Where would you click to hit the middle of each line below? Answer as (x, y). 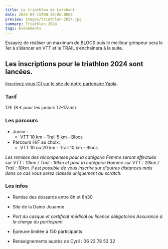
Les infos (17, 186)
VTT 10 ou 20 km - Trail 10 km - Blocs (59, 147)
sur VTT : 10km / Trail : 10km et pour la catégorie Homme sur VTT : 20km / (82, 162)
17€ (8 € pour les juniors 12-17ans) (41, 108)
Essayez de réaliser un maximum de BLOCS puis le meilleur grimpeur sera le (84, 43)
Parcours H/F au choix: (36, 142)
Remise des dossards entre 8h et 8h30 (52, 197)
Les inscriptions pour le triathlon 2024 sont (74, 64)
